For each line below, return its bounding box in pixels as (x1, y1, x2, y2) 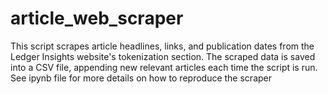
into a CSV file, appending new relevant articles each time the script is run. (10, 61, 318, 73)
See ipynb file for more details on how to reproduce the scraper (10, 72, 272, 84)
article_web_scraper (10, 7, 184, 30)
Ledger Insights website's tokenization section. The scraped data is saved (10, 50, 316, 62)
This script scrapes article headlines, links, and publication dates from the (10, 40, 315, 52)
